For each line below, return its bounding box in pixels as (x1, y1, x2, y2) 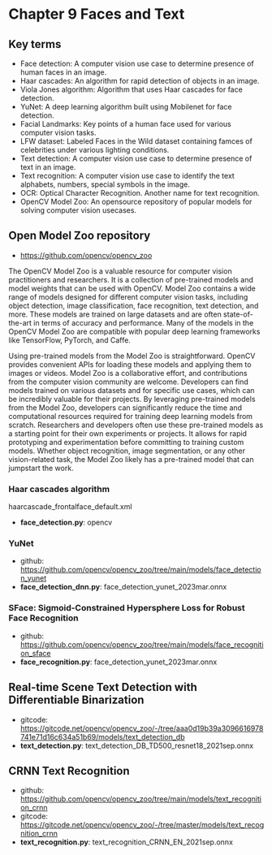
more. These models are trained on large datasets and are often (8, 309, 222, 319)
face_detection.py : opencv (19, 517, 113, 528)
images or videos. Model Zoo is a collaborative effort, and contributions (8, 368, 248, 378)
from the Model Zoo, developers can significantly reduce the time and (8, 403, 242, 412)
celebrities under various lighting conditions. (19, 145, 170, 154)
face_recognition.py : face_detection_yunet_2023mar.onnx (19, 657, 218, 667)
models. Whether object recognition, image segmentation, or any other (8, 446, 246, 456)
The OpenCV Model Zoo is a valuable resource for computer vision (8, 266, 233, 276)
